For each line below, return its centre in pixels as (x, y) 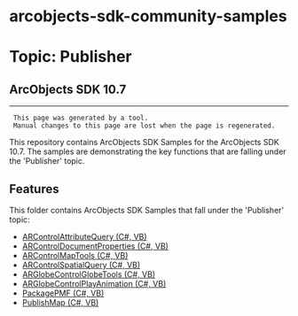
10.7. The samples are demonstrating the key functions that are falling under (148, 151)
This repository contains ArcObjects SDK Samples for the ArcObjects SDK (144, 143)
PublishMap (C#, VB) (60, 302)
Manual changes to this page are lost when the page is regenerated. (144, 126)
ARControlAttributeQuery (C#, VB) (85, 237)
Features (34, 189)
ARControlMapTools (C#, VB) (75, 255)
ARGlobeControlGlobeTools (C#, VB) (89, 274)
